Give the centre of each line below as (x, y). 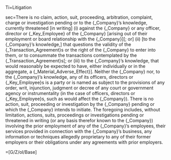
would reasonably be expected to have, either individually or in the (76, 66)
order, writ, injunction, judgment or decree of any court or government (79, 88)
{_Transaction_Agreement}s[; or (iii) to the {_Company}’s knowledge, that (82, 61)
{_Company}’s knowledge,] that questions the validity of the (68, 44)
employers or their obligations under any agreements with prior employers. (84, 142)
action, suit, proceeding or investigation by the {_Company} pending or (80, 104)
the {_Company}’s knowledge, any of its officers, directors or (69, 77)
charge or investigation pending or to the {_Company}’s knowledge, (76, 23)
